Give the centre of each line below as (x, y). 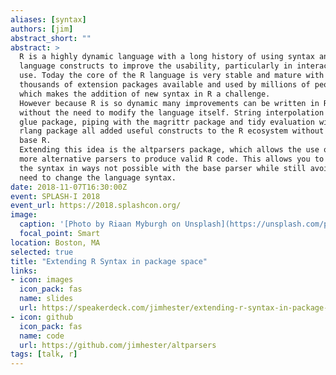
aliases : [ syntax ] (48, 19)
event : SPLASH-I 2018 (55, 196)
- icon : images (42, 280)
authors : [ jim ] (42, 29)
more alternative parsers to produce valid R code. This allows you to (172, 159)
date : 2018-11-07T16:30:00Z (69, 187)
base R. (35, 141)
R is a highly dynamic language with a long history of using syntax (167, 57)
